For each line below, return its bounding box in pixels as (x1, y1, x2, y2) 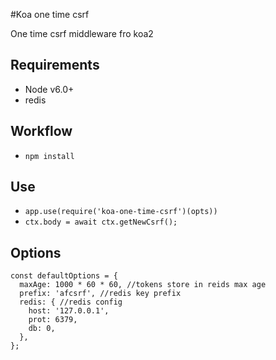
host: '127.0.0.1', (28, 306, 110, 316)
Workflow (10, 123, 73, 140)
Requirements (10, 57, 100, 74)
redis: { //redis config (19, 297, 123, 308)
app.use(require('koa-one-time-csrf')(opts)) (24, 207, 218, 217)
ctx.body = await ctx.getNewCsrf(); (24, 217, 178, 228)
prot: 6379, (28, 315, 78, 325)
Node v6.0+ (24, 83, 75, 95)
